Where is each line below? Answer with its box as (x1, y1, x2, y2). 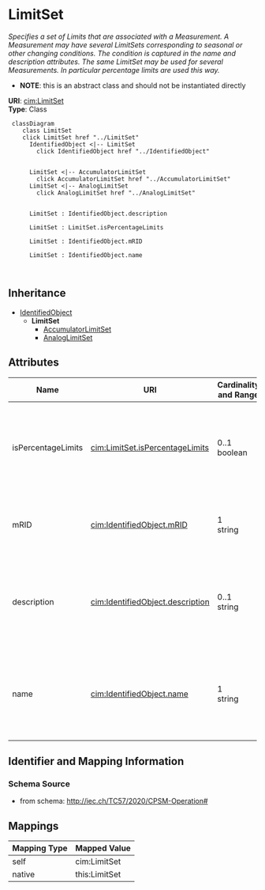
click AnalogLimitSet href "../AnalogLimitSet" (36, 188, 196, 197)
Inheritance (8, 286, 66, 300)
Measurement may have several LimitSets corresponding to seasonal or (8, 40, 243, 49)
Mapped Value (75, 843, 132, 854)
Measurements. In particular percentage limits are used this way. (8, 65, 220, 74)
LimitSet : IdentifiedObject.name (28, 251, 144, 259)
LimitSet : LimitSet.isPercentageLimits (28, 223, 164, 231)
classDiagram (11, 119, 55, 127)
